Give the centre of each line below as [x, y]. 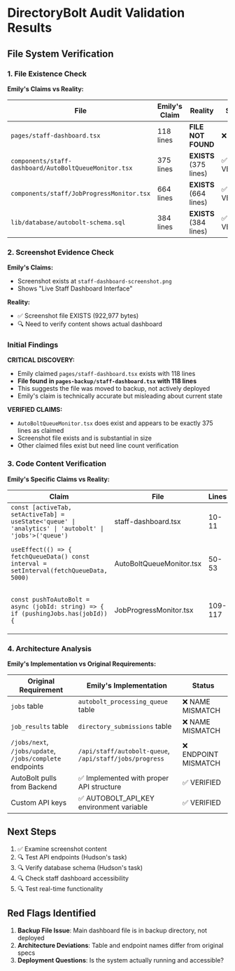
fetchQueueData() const [50, 556]
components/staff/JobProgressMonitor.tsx [81, 193]
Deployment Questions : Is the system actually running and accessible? [120, 960]
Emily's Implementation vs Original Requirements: [81, 664]
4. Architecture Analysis [50, 648]
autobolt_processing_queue [123, 702]
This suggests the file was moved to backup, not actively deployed [114, 389]
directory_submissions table [125, 726]
